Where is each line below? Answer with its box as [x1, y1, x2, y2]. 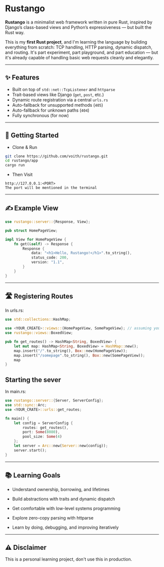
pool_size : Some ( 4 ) [22, 434, 62, 439]
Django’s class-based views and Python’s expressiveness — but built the [5, 24, 152, 30]
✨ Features [5, 73, 40, 82]
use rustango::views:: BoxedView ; [5, 331, 73, 335]
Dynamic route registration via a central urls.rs [12, 96, 108, 103]
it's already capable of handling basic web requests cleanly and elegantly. [5, 54, 154, 60]
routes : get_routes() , [22, 425, 69, 430]
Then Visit [12, 172, 33, 178]
